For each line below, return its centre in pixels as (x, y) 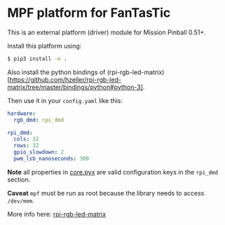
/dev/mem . (21, 200)
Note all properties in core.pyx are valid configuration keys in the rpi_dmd (113, 172)
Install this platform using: (45, 46)
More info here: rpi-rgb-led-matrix (57, 214)
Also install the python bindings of (56, 72)
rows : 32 (26, 146)
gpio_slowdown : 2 (39, 152)
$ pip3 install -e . (37, 59)
